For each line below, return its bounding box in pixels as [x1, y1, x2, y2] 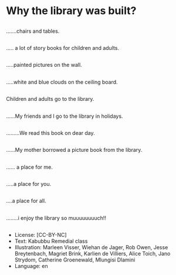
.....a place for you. [6, 181, 52, 188]
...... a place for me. [6, 163, 53, 171]
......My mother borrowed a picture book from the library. [6, 147, 143, 154]
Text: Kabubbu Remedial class [14, 237, 88, 245]
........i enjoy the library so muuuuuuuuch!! [6, 214, 107, 221]
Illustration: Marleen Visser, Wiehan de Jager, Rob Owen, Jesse [14, 244, 168, 251]
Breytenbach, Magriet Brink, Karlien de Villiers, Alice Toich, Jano [14, 250, 171, 257]
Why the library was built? [6, 4, 137, 18]
